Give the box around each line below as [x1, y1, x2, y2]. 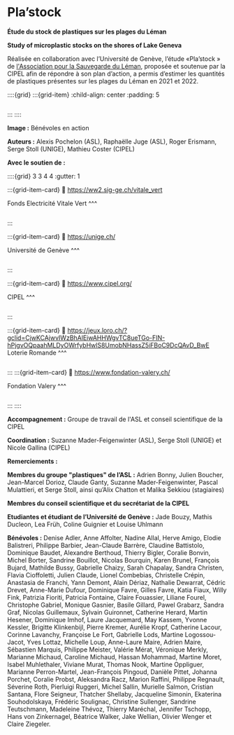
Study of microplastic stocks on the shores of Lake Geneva [7, 41, 182, 49]
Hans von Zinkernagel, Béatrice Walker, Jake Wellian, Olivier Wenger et [7, 712, 212, 720]
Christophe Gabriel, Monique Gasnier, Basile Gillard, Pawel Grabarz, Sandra [7, 600, 225, 609]
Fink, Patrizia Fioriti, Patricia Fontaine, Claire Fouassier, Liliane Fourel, [7, 593, 207, 601]
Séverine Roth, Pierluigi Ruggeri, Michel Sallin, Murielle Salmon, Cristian [7, 682, 214, 691]
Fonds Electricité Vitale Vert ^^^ [7, 199, 98, 207]
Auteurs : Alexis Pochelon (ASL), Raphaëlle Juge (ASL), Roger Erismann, [7, 137, 217, 146]
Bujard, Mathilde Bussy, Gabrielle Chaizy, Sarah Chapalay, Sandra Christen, [7, 563, 224, 572]
